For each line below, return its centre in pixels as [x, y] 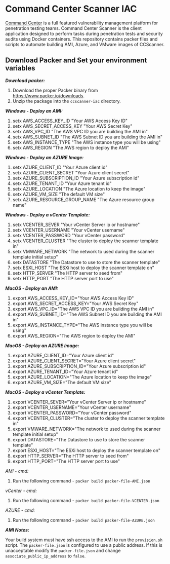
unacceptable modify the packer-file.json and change [63, 550]
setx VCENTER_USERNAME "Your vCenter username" [69, 230]
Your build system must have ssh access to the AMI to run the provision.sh [84, 540]
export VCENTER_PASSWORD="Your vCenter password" [72, 412]
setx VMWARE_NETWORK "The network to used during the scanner [83, 251]
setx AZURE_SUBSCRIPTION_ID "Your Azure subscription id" [76, 178]
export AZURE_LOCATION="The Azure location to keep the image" [82, 377]
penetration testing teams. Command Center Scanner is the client [74, 28]
